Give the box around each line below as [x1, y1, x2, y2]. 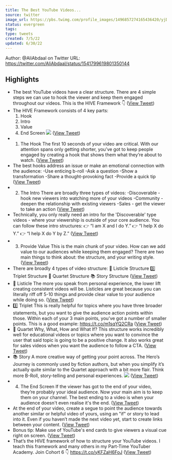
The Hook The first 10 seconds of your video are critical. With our [20, 140, 159, 147]
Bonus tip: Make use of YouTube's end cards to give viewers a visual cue [12, 427, 167, 433]
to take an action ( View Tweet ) [20, 206, 85, 212]
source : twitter [5, 12, 40, 17]
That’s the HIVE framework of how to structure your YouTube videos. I [12, 437, 160, 444]
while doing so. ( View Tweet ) [12, 297, 74, 303]
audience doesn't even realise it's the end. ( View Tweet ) [20, 400, 139, 406]
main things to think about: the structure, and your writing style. [20, 254, 155, 260]
